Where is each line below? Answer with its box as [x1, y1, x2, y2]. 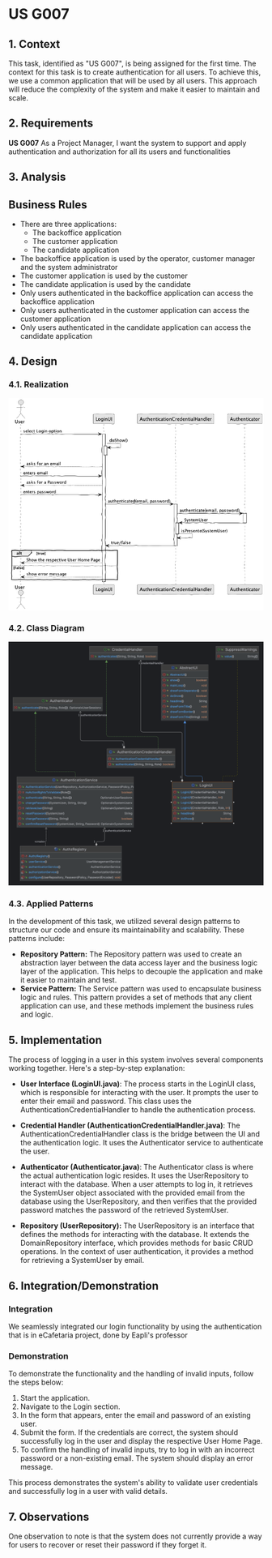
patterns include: [8, 934, 65, 944]
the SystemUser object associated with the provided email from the [19, 1188, 245, 1198]
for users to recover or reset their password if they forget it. [8, 1540, 207, 1550]
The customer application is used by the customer [19, 271, 189, 280]
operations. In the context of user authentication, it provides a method [19, 1247, 253, 1256]
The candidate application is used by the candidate [19, 280, 192, 289]
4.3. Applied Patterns [8, 898, 94, 910]
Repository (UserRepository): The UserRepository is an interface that [19, 1221, 255, 1231]
